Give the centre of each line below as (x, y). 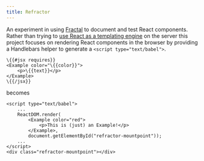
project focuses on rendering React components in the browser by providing (102, 42)
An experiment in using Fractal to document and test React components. (97, 29)
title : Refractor (28, 12)
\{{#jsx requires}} (31, 60)
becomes (18, 93)
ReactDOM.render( (39, 114)
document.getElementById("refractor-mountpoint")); (95, 136)
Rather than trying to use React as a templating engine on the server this (97, 36)
